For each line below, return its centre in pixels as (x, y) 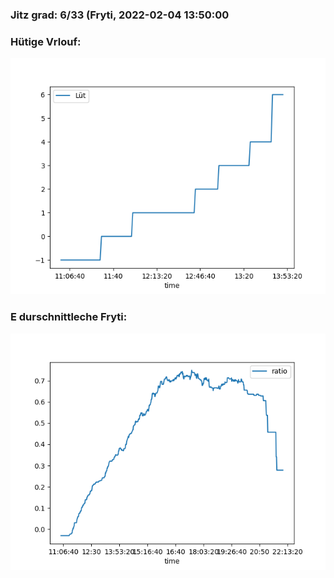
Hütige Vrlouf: (46, 41)
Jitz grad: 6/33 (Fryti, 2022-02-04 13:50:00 (120, 15)
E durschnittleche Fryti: (69, 317)
